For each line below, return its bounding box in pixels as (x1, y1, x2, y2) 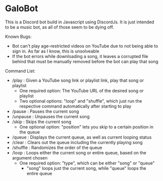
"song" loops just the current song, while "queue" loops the (26, 165, 146, 171)
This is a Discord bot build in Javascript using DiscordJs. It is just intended (5, 19, 154, 25)
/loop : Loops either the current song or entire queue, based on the (12, 149, 147, 156)
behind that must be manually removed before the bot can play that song (12, 58, 159, 64)
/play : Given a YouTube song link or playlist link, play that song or (12, 77, 144, 83)
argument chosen (12, 155, 48, 161)
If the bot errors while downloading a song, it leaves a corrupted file (12, 53, 148, 59)
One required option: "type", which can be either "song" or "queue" (19, 160, 155, 166)
